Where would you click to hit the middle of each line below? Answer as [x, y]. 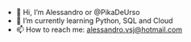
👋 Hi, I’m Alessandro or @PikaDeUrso [78, 12]
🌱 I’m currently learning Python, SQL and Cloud [94, 21]
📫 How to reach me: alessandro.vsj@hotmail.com [99, 29]
